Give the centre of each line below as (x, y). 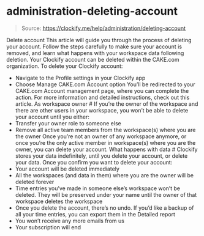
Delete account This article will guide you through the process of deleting (99, 40)
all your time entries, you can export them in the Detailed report (95, 214)
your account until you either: (52, 117)
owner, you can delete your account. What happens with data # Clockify (106, 149)
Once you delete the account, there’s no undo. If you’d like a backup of (104, 208)
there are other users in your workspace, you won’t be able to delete (102, 110)
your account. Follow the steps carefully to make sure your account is (94, 46)
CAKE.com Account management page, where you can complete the (102, 90)
